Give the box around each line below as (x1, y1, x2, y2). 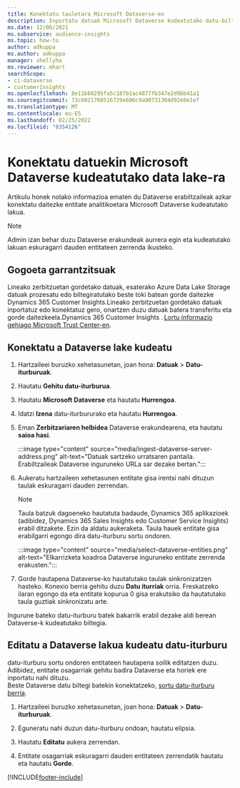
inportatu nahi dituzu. (7, 673, 71, 682)
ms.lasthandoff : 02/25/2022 (7, 116, 91, 123)
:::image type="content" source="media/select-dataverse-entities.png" (17, 545, 229, 554)
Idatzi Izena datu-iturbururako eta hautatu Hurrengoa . (17, 410, 178, 418)
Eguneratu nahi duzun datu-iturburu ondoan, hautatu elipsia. (17, 724, 196, 732)
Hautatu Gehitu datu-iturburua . (17, 382, 112, 390)
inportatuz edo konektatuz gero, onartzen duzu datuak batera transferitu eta (7, 305, 232, 314)
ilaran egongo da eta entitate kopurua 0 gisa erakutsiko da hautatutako (17, 590, 226, 598)
